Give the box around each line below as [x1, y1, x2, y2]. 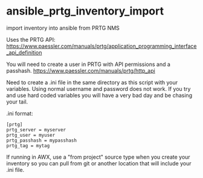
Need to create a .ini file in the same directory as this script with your [6, 79, 178, 86]
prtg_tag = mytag [6, 142, 50, 149]
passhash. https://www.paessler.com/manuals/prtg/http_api [6, 67, 155, 74]
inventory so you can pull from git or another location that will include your [6, 159, 192, 167]
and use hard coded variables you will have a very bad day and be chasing [6, 91, 192, 99]
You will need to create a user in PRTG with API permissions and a [6, 61, 171, 68]
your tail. [6, 98, 28, 105]
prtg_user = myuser [6, 132, 56, 138]
